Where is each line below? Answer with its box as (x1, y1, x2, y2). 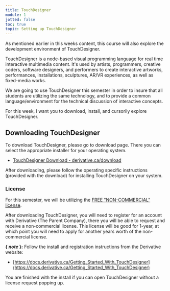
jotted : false (5, 17, 36, 22)
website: (5, 249, 23, 255)
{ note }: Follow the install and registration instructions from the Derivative (5, 244, 161, 250)
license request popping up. (5, 280, 65, 286)
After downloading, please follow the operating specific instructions (5, 167, 148, 173)
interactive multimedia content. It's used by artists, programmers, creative (5, 61, 161, 67)
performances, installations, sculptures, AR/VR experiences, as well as (5, 72, 154, 78)
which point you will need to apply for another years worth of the (5, 228, 142, 235)
